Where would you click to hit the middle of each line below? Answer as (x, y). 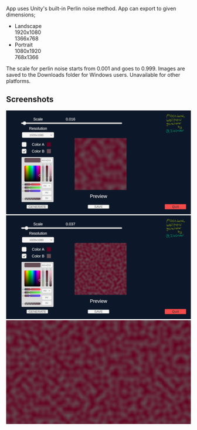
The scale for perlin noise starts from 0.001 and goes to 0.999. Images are (96, 69)
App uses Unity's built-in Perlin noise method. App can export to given (91, 9)
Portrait (24, 45)
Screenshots (30, 99)
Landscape (28, 26)
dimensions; (21, 15)
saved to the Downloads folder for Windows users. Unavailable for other (93, 75)
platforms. (18, 81)
